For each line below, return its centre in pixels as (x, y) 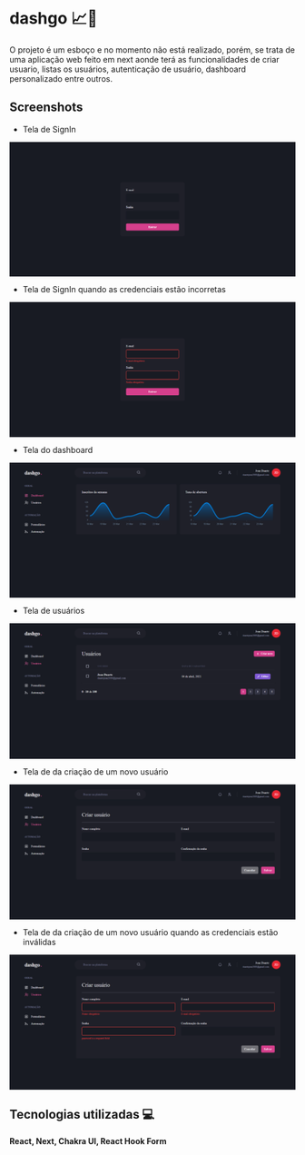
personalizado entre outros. (61, 78)
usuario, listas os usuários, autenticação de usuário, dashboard (128, 69)
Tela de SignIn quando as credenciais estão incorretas (124, 290)
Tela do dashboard (58, 450)
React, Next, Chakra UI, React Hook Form (88, 1140)
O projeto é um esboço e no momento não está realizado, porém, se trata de (152, 49)
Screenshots (46, 108)
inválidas (39, 942)
